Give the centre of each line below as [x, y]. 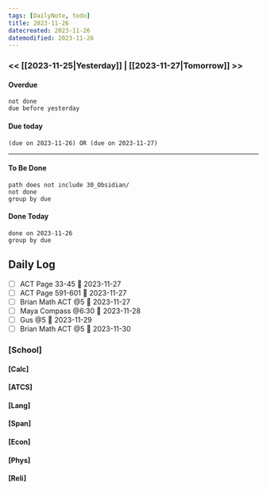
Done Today [29, 217]
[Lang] [19, 405]
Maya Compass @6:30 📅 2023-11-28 [80, 311]
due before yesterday [44, 108]
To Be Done [27, 168]
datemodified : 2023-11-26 [51, 38]
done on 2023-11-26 [41, 233]
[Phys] [19, 460]
